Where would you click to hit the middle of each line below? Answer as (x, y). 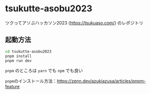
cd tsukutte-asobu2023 (28, 51)
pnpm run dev (18, 61)
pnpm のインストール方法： (31, 81)
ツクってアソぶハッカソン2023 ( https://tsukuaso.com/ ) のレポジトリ (74, 23)
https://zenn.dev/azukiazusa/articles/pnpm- (101, 81)
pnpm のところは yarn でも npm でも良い (44, 71)
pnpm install (18, 56)
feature (12, 87)
